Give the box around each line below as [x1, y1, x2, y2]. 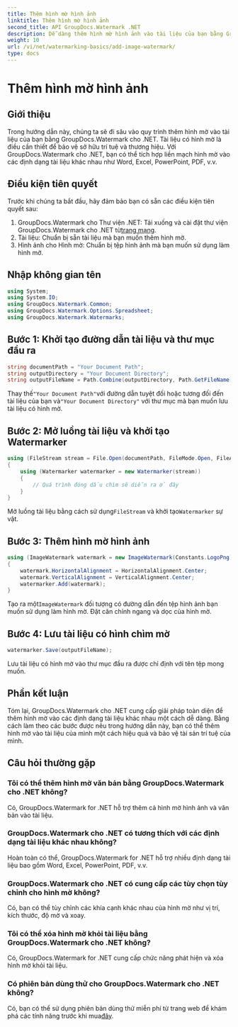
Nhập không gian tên [7, 269, 101, 281]
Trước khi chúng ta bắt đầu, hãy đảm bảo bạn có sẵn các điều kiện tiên [7, 196, 215, 206]
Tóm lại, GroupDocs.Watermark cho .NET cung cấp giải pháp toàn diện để [7, 706, 223, 714]
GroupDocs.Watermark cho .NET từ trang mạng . [17, 225, 157, 234]
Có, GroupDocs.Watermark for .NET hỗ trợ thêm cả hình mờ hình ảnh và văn [7, 803, 229, 812]
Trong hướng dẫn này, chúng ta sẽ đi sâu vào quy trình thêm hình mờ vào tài [7, 127, 230, 135]
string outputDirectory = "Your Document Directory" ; [7, 370, 170, 377]
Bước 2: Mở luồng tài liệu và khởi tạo [7, 425, 170, 437]
